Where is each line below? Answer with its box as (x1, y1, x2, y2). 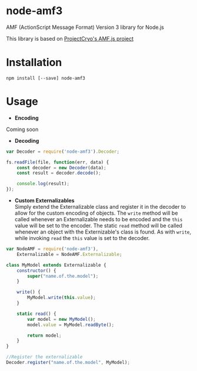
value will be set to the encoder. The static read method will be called (14, 222, 182, 229)
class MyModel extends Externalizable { (6, 262, 107, 268)
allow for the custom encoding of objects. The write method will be (14, 209, 178, 216)
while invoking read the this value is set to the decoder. (14, 235, 150, 242)
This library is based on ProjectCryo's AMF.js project (6, 35, 134, 42)
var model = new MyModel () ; (27, 316, 96, 322)
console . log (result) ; (16, 181, 69, 187)
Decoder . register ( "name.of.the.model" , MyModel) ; (6, 360, 131, 366)
